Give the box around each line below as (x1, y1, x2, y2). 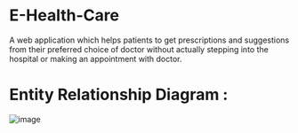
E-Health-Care (9, 5, 120, 26)
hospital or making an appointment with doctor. (9, 53, 182, 64)
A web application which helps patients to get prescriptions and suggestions (9, 35, 290, 45)
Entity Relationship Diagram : (9, 85, 229, 105)
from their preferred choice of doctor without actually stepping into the (9, 43, 269, 54)
